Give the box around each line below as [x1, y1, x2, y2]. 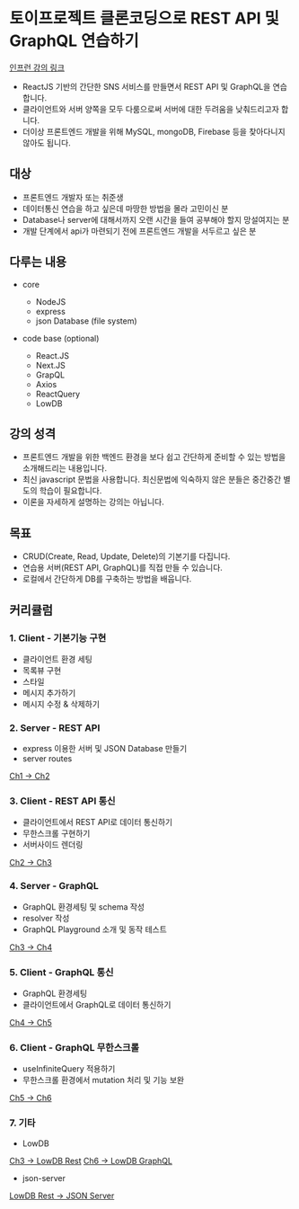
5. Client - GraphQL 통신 [9, 965, 114, 978]
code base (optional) [22, 333, 100, 343]
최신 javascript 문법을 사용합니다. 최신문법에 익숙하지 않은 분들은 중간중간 [22, 474, 282, 485]
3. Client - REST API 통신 [9, 795, 116, 807]
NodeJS [35, 296, 66, 307]
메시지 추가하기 [22, 687, 76, 698]
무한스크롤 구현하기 [22, 828, 91, 839]
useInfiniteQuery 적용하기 [22, 1063, 116, 1074]
